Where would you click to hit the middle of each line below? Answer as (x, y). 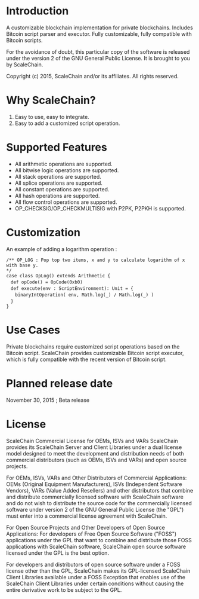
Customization (43, 233)
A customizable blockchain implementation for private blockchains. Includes (100, 27)
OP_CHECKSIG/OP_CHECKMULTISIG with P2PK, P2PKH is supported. (100, 208)
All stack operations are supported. (58, 176)
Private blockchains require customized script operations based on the (93, 346)
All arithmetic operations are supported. (64, 164)
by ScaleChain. (25, 65)
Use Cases (33, 330)
